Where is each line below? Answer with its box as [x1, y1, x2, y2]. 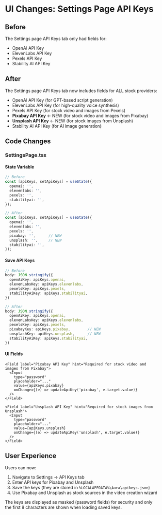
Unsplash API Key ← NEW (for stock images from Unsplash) [12, 118, 133, 124]
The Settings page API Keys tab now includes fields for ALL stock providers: [5, 88, 158, 94]
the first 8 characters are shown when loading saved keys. [5, 504, 122, 510]
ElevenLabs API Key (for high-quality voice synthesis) [12, 102, 119, 108]
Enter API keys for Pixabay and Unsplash [12, 479, 94, 485]
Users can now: [5, 464, 36, 471]
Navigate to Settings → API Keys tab [12, 474, 85, 480]
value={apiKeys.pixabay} [14, 383, 64, 388]
